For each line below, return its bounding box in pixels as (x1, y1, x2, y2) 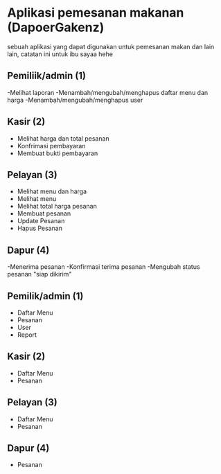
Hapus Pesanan (17, 224, 62, 233)
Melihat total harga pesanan (17, 202, 97, 211)
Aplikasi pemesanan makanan (7, 5, 184, 21)
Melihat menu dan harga (17, 187, 87, 195)
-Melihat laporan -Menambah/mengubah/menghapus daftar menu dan (7, 88, 209, 96)
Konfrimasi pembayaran (17, 141, 86, 150)
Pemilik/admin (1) (7, 290, 84, 302)
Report (17, 331, 37, 339)
